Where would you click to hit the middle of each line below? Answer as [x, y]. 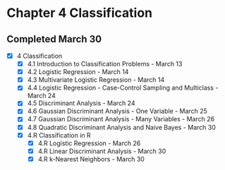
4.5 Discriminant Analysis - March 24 [81, 103]
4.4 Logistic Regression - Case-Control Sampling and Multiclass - [123, 88]
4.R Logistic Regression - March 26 [89, 143]
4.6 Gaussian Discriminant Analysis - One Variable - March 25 [117, 111]
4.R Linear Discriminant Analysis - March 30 [102, 151]
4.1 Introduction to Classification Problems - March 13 [105, 64]
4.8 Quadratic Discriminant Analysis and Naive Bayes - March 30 [122, 127]
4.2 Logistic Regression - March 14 [78, 72]
